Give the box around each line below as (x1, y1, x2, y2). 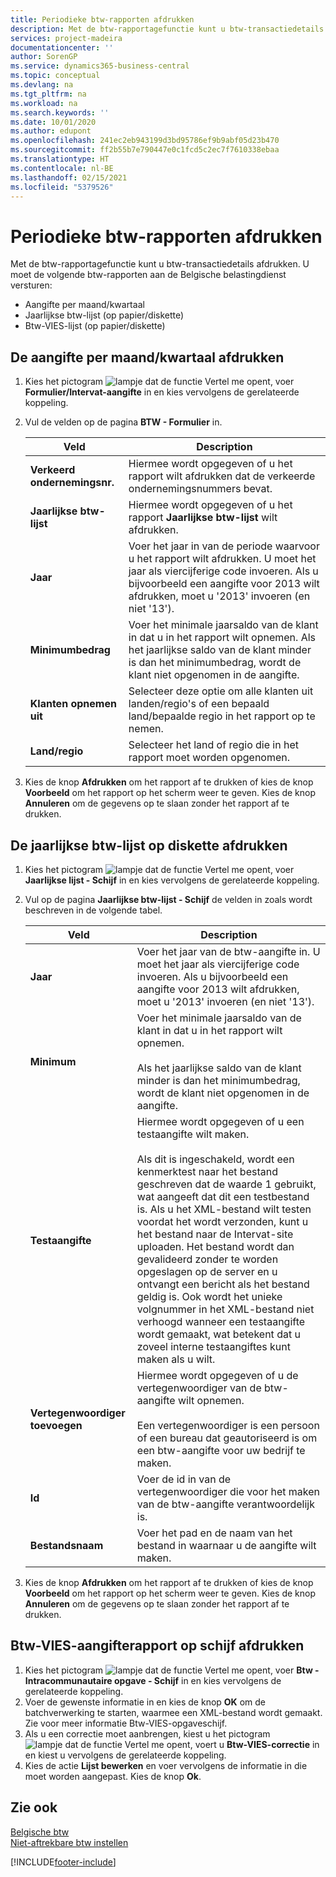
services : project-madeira (10, 33, 123, 43)
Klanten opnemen (29, 697, 117, 711)
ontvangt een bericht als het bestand (136, 1277, 310, 1291)
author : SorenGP (10, 52, 78, 62)
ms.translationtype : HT (10, 154, 110, 164)
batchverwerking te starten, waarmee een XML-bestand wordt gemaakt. (24, 1706, 323, 1718)
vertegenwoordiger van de (136, 1381, 262, 1395)
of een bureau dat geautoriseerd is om (136, 1431, 318, 1445)
